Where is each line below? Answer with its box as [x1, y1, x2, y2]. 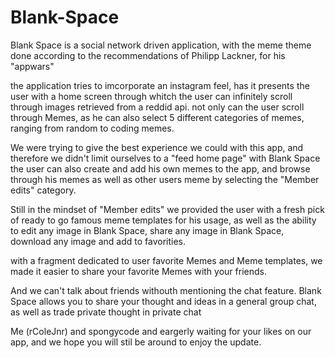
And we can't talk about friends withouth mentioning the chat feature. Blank [10, 284, 322, 296]
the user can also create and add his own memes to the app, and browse [10, 162, 311, 175]
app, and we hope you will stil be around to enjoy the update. [10, 336, 262, 348]
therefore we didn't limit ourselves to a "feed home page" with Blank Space [10, 152, 321, 164]
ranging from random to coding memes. [10, 122, 175, 134]
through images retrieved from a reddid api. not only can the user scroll [10, 101, 305, 113]
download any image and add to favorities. [10, 235, 186, 247]
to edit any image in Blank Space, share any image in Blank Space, [10, 224, 285, 236]
